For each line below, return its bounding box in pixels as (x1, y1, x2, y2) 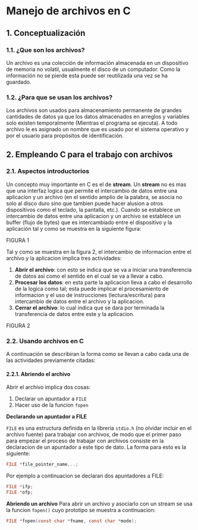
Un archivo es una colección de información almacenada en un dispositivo (6, 59, 188, 66)
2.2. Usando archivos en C (6, 337, 84, 345)
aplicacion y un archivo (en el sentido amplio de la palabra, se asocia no (6, 193, 183, 200)
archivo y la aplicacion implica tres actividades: (6, 255, 122, 262)
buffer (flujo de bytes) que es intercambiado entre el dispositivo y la (6, 219, 172, 226)
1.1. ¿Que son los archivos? (6, 46, 85, 54)
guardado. (6, 78, 32, 85)
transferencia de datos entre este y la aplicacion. (14, 310, 135, 317)
